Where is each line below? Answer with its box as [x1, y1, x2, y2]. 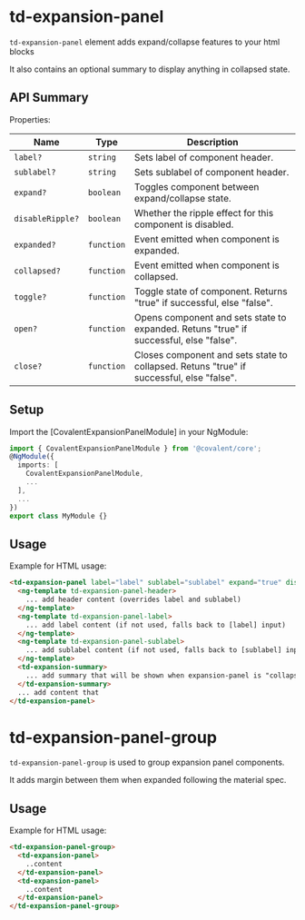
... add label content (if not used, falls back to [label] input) [25, 620, 286, 629]
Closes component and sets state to [134, 348, 288, 361]
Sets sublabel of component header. [134, 165, 290, 178]
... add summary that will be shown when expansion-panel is [25, 670, 261, 680]
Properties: [9, 114, 52, 124]
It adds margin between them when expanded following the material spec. [9, 775, 287, 786]
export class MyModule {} [9, 511, 107, 520]
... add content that [17, 688, 100, 697]
